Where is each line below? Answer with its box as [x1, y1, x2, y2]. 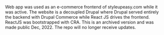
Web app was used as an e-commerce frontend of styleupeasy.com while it [5, 4, 158, 10]
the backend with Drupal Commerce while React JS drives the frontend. [5, 14, 150, 20]
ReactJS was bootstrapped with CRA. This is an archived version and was [5, 19, 154, 25]
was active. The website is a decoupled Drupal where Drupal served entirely [5, 9, 159, 15]
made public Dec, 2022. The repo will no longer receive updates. [5, 24, 136, 30]
